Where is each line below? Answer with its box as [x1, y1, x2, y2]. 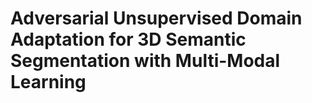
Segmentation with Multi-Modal [10, 50, 281, 72]
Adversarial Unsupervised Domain [10, 7, 303, 30]
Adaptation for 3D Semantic [10, 28, 247, 51]
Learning [10, 71, 87, 94]
